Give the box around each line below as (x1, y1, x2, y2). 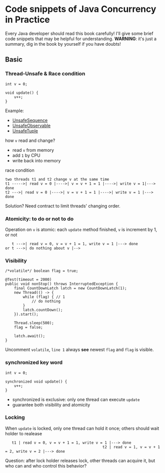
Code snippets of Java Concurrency (5, 3, 157, 15)
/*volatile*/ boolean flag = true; (5, 269, 79, 273)
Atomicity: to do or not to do (5, 215, 74, 222)
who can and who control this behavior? (5, 463, 87, 469)
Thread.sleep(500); (14, 321, 54, 326)
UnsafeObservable (12, 123, 51, 129)
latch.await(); (14, 334, 45, 338)
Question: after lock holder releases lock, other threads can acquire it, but (5, 458, 156, 464)
